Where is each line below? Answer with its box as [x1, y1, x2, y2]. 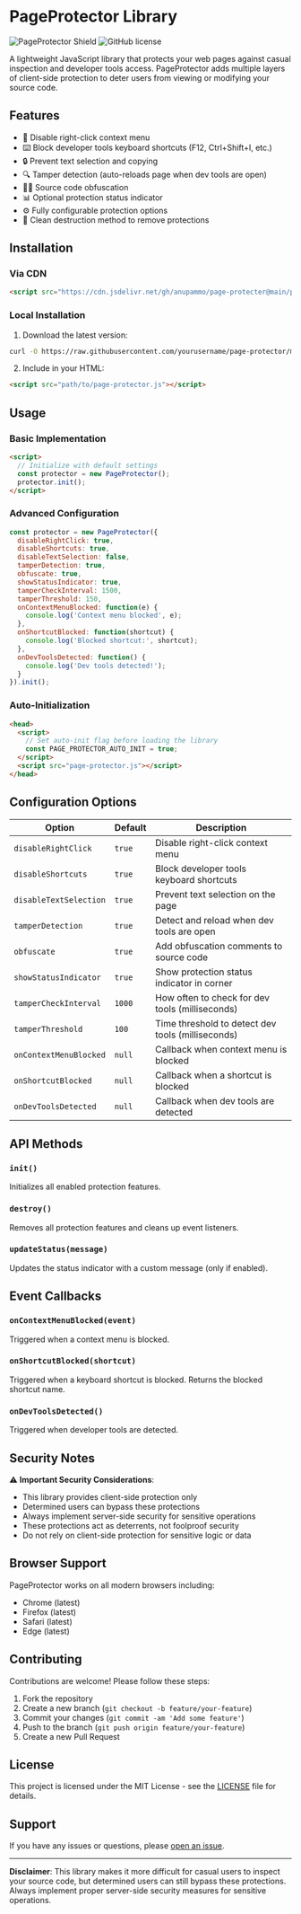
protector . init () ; [17, 478, 87, 487]
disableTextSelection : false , [17, 552, 130, 562]
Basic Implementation [9, 432, 107, 445]
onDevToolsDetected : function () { [17, 653, 146, 662]
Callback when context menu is [155, 1043, 288, 1055]
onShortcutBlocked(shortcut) [9, 1356, 137, 1366]
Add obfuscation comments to [155, 939, 283, 952]
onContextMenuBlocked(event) [9, 1316, 137, 1326]
